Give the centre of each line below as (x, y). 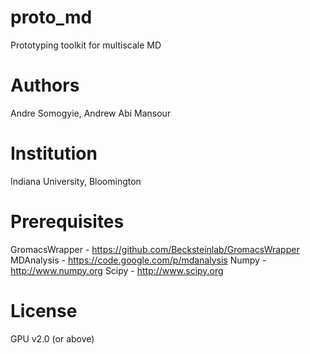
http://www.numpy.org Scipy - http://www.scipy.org (117, 270)
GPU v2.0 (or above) (52, 338)
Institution (54, 153)
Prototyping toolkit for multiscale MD (86, 45)
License (44, 310)
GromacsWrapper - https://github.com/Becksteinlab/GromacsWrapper (155, 249)
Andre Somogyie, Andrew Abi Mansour (91, 113)
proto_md (51, 17)
